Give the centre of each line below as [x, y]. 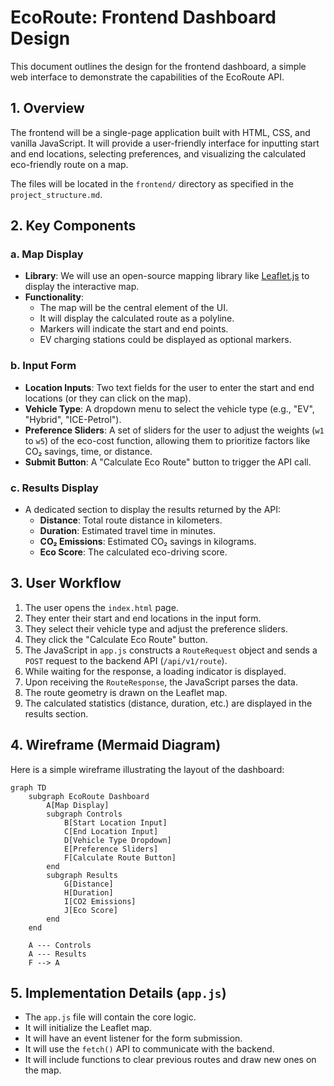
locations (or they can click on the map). [108, 398]
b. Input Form [43, 366]
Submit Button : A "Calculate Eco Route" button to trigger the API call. [168, 462]
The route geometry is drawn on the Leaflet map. [126, 692]
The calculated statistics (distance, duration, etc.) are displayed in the [168, 703]
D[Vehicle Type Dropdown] [117, 840]
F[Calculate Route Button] [120, 857]
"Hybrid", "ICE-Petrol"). [73, 419]
